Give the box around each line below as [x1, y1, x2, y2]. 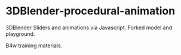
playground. [5, 30, 35, 37]
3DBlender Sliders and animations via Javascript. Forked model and [5, 24, 173, 31]
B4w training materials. [5, 42, 63, 49]
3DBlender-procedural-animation [5, 4, 176, 18]
